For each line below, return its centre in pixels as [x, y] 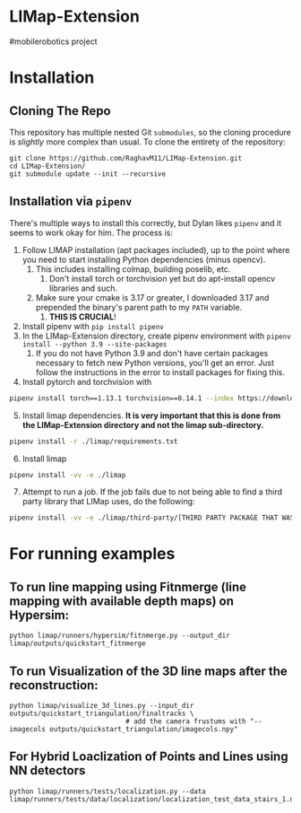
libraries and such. [83, 288]
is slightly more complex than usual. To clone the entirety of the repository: [147, 142]
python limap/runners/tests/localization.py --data [107, 791]
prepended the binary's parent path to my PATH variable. [139, 307]
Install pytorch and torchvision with [87, 381]
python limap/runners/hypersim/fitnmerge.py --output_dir [120, 636]
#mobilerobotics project [53, 41]
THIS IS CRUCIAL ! [82, 317]
